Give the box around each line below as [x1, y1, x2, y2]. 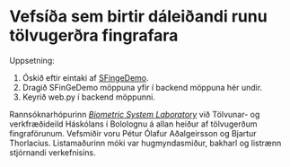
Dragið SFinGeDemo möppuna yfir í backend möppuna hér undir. [22, 82, 263, 92]
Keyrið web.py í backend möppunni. [22, 92, 155, 102]
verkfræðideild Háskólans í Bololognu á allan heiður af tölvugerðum [9, 119, 258, 129]
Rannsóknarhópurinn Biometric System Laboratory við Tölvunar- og [9, 109, 260, 119]
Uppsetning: [9, 55, 56, 66]
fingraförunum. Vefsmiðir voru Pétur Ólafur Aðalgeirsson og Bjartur [9, 127, 257, 138]
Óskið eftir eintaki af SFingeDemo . [22, 72, 150, 83]
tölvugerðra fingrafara [9, 25, 179, 46]
